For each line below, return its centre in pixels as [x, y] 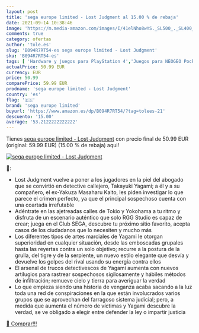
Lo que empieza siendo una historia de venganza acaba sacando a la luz [103, 287]
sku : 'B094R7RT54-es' [33, 56]
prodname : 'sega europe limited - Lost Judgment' [69, 89]
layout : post [22, 12]
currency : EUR [24, 72]
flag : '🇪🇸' [21, 100]
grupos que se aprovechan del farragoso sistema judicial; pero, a [94, 300]
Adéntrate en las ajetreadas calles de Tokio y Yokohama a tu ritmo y [97, 211]
